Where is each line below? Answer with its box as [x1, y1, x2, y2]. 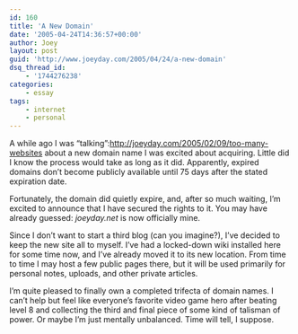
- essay [25, 88, 54, 97]
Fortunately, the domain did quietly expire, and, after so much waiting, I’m [9, 194, 281, 205]
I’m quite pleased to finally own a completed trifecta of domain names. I [9, 286, 274, 296]
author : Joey [9, 38, 58, 48]
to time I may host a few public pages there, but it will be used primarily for [9, 259, 285, 269]
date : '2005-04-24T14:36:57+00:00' [9, 30, 143, 39]
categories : [9, 80, 54, 89]
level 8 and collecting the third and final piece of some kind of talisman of [9, 304, 281, 315]
